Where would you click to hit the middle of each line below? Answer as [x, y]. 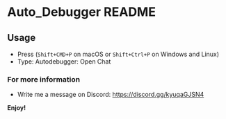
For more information [44, 79]
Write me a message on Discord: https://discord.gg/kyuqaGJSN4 [111, 95]
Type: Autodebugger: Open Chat [64, 62]
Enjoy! [17, 108]
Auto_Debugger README [82, 12]
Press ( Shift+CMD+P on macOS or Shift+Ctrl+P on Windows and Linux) [118, 54]
